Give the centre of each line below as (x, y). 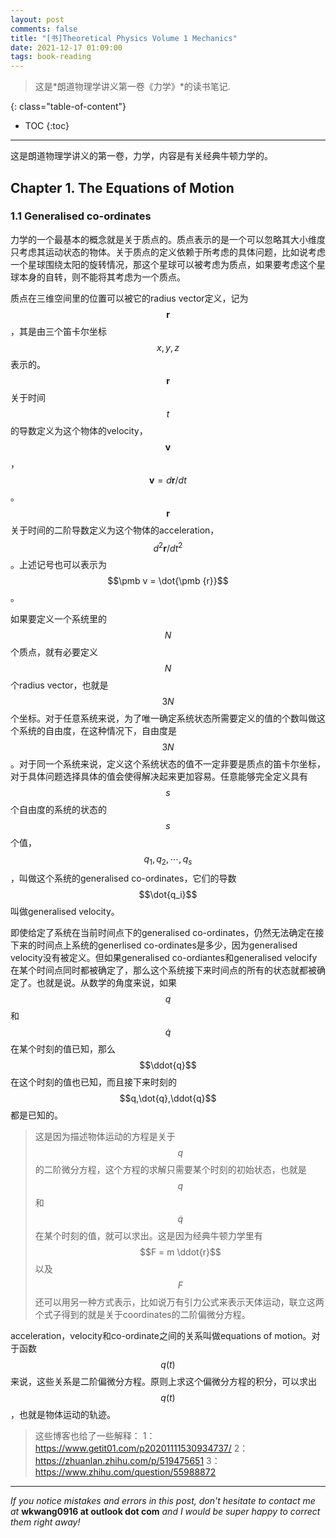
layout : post (37, 19)
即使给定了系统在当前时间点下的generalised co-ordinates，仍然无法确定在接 (167, 933)
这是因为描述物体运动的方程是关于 (105, 1137)
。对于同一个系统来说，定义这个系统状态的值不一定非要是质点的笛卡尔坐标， (168, 764)
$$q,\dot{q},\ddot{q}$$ (168, 1098)
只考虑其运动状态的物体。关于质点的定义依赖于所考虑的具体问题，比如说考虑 (168, 252)
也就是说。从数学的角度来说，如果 (106, 983)
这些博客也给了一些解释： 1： (95, 1436)
